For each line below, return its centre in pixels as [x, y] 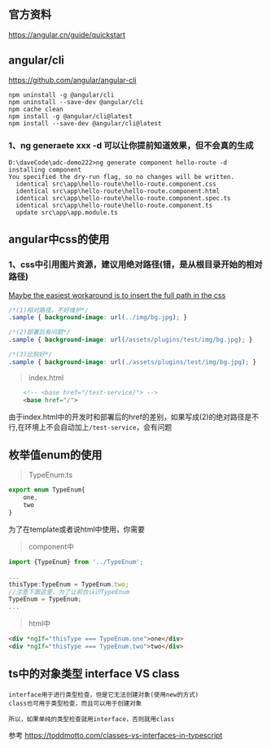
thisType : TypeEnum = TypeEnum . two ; [69, 584]
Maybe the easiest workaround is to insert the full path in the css [117, 295]
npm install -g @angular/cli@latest [70, 116]
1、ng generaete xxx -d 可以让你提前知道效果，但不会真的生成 [131, 145]
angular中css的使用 [59, 240]
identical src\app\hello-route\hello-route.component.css [116, 184]
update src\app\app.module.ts [67, 212]
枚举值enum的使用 [55, 455]
